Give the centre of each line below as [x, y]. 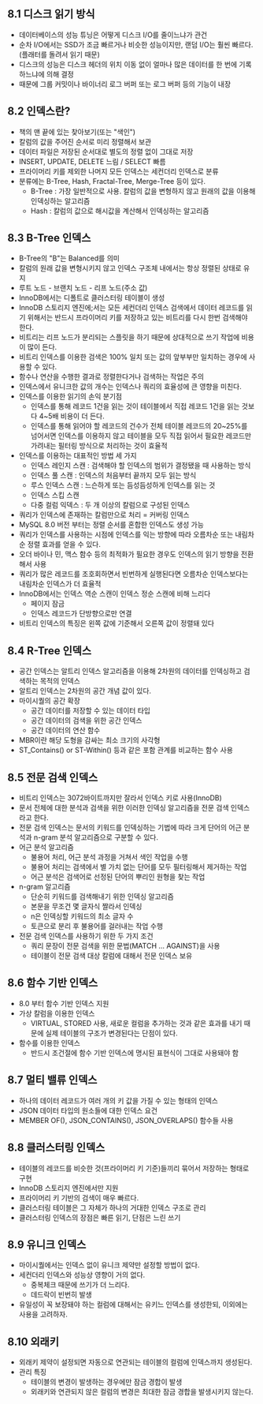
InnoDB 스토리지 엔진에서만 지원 [69, 1188]
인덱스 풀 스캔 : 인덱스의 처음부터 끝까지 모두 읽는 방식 [113, 475]
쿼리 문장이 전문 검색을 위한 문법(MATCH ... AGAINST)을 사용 [125, 946]
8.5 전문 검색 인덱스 [53, 777]
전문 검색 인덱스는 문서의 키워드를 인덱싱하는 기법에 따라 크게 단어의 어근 [130, 828]
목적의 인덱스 [60, 681]
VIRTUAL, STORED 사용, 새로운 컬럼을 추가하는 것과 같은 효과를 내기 [136, 1023]
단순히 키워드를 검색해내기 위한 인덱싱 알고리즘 [102, 897]
